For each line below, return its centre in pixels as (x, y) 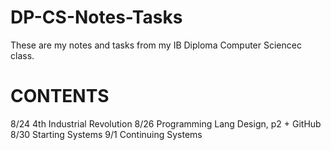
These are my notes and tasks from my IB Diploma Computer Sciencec (156, 45)
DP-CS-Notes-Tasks (96, 17)
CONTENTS (60, 96)
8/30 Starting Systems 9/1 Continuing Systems (106, 134)
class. (22, 55)
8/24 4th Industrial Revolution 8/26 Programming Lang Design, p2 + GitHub (166, 123)
